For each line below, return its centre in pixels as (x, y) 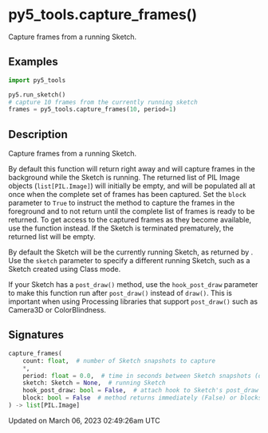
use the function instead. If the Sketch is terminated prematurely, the (121, 228)
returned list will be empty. (52, 237)
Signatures (36, 335)
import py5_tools (37, 80)
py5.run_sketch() (37, 94)
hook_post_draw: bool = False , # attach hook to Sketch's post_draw (141, 391)
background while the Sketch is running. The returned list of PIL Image (124, 178)
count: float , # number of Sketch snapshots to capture (119, 360)
